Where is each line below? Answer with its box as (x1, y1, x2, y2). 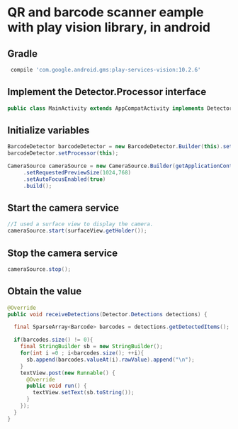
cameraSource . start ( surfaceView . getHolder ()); (7, 228, 147, 235)
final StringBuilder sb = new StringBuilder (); (20, 343, 163, 350)
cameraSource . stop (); (7, 266, 72, 273)
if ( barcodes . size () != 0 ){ (13, 336, 93, 344)
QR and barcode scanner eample (7, 4, 204, 21)
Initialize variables (7, 124, 90, 136)
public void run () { (25, 382, 87, 390)
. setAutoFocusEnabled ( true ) (23, 175, 106, 183)
